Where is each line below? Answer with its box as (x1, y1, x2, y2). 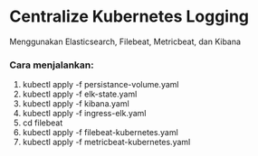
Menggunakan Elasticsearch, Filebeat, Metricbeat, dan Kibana (9, 36, 242, 47)
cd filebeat (22, 117, 63, 128)
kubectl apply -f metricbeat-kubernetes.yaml (22, 137, 191, 148)
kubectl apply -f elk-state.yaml (22, 88, 138, 100)
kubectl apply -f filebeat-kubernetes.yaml (22, 127, 178, 138)
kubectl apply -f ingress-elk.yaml (22, 108, 147, 119)
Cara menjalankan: (9, 59, 94, 71)
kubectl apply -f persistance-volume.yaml (22, 79, 179, 90)
